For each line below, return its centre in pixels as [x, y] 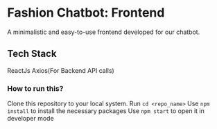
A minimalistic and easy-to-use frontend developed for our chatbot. [104, 32]
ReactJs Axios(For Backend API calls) [61, 70]
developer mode [31, 119]
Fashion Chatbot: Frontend [86, 13]
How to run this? [35, 88]
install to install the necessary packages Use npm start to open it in [106, 111]
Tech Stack [32, 54]
